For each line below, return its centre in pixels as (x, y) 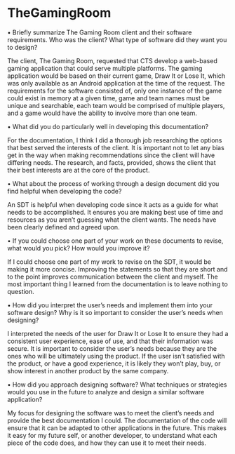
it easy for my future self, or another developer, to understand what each (112, 435)
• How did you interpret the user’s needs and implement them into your (110, 305)
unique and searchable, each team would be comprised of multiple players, (116, 105)
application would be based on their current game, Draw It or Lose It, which (116, 76)
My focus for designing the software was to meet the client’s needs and (111, 413)
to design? (22, 47)
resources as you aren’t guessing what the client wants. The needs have (112, 220)
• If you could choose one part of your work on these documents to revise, (115, 241)
